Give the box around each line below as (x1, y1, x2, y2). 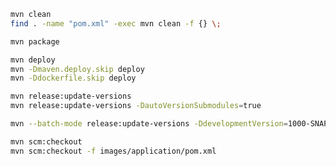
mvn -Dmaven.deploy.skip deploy (10, 64, 145, 74)
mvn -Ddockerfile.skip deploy (10, 73, 137, 84)
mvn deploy (10, 55, 56, 65)
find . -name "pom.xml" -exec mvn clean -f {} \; (10, 18, 222, 29)
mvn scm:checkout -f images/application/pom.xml (10, 146, 217, 156)
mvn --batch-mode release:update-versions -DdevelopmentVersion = (10, 119, 288, 129)
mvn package (10, 36, 60, 47)
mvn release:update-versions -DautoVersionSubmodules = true (10, 101, 262, 111)
